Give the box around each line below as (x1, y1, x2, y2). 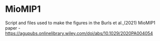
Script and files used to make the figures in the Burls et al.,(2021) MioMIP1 (5, 20, 156, 26)
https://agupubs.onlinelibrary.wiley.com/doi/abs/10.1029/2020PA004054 (5, 30, 153, 36)
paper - (5, 25, 21, 31)
